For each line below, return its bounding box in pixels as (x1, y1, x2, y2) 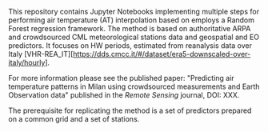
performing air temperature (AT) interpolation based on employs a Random (8, 15, 254, 25)
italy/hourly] (8, 58, 48, 67)
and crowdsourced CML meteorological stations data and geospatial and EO (8, 32, 260, 42)
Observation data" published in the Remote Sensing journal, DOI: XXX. (8, 90, 240, 99)
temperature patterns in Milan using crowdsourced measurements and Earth (8, 82, 260, 91)
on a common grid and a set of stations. (8, 114, 140, 123)
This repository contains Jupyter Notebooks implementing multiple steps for (8, 7, 260, 16)
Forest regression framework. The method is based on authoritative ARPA (8, 24, 251, 33)
